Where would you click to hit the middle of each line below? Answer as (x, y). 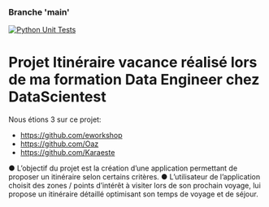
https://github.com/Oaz (59, 144)
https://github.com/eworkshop (72, 136)
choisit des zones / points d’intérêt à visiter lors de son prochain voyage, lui (135, 186)
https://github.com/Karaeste (67, 153)
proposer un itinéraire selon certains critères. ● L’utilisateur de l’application (134, 177)
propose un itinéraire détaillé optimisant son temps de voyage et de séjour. (133, 194)
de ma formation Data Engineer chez (134, 80)
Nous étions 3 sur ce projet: (55, 119)
